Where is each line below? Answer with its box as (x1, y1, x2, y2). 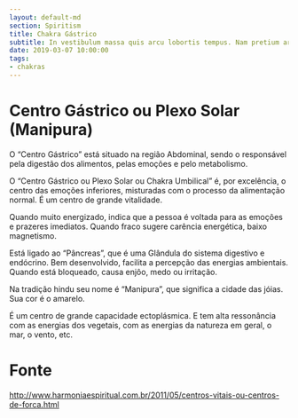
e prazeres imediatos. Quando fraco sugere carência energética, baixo (9, 221, 268, 232)
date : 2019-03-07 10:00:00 (9, 46, 109, 55)
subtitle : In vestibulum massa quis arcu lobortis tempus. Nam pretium (9, 37, 279, 47)
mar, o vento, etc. (9, 329, 74, 340)
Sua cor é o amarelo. (9, 293, 86, 304)
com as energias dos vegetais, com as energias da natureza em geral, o (9, 319, 272, 330)
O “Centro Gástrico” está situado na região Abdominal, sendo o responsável (9, 148, 286, 160)
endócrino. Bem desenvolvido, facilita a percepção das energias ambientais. (9, 256, 288, 267)
